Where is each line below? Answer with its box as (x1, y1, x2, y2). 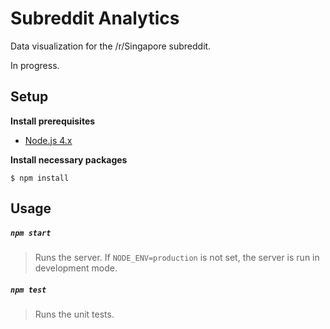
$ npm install (10, 173, 70, 183)
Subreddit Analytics (10, 7, 180, 30)
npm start (10, 228, 52, 238)
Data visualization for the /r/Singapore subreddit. (10, 40, 212, 52)
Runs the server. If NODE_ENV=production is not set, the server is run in (34, 252, 320, 264)
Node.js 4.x (24, 134, 73, 146)
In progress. (10, 59, 60, 71)
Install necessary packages (10, 153, 128, 166)
